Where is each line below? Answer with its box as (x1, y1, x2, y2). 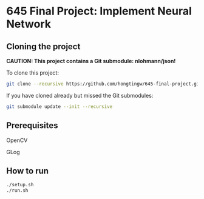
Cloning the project (6, 41, 81, 52)
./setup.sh (6, 182, 34, 188)
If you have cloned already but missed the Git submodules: (6, 92, 154, 99)
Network (6, 17, 52, 31)
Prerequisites (6, 120, 58, 131)
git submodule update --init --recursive (6, 103, 113, 110)
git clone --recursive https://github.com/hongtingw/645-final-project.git (6, 81, 202, 87)
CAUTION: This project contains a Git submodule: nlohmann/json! (6, 58, 176, 64)
